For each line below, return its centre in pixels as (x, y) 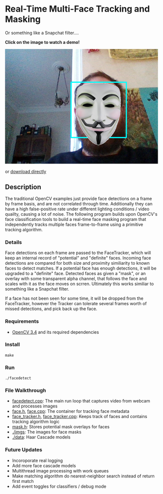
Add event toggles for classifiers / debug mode (59, 486)
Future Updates (24, 450)
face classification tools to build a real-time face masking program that (76, 219)
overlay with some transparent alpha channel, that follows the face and (76, 279)
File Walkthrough (25, 390)
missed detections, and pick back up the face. (51, 309)
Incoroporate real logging (37, 460)
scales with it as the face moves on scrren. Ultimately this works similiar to (80, 284)
